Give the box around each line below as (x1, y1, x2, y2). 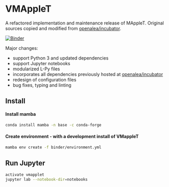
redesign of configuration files (12, 76, 77, 83)
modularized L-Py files (12, 66, 60, 72)
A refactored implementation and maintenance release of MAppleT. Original (5, 20, 164, 26)
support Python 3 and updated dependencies (12, 55, 109, 61)
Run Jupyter (5, 158, 45, 167)
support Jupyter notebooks (12, 60, 70, 66)
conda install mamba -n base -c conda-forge (5, 122, 102, 127)
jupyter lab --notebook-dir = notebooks (5, 177, 88, 182)
